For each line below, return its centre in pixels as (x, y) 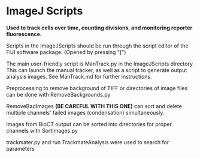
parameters (20, 148)
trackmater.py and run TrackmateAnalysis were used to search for (88, 142)
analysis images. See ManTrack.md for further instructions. (79, 76)
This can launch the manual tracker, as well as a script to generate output (97, 70)
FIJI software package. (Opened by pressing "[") (66, 52)
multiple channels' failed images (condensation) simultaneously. (85, 112)
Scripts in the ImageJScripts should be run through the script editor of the (97, 46)
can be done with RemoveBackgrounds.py (58, 94)
